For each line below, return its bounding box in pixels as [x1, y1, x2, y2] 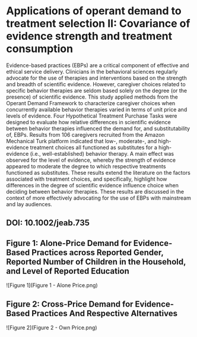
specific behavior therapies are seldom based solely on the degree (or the [6, 87, 188, 94]
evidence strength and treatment [6, 30, 173, 43]
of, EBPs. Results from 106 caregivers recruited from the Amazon [6, 131, 165, 138]
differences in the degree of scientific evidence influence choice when [6, 181, 179, 188]
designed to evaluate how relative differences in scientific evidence [6, 118, 171, 125]
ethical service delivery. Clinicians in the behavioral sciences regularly [6, 68, 178, 75]
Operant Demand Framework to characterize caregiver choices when [6, 99, 176, 106]
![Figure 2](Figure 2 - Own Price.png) [6, 324, 97, 331]
